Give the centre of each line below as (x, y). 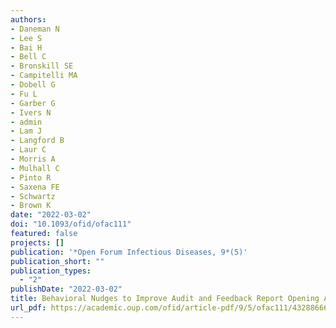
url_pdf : (28, 308)
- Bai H (26, 47)
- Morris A (33, 159)
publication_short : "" (57, 261)
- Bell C (28, 57)
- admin (26, 122)
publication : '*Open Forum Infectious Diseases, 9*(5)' (129, 252)
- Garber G (33, 103)
